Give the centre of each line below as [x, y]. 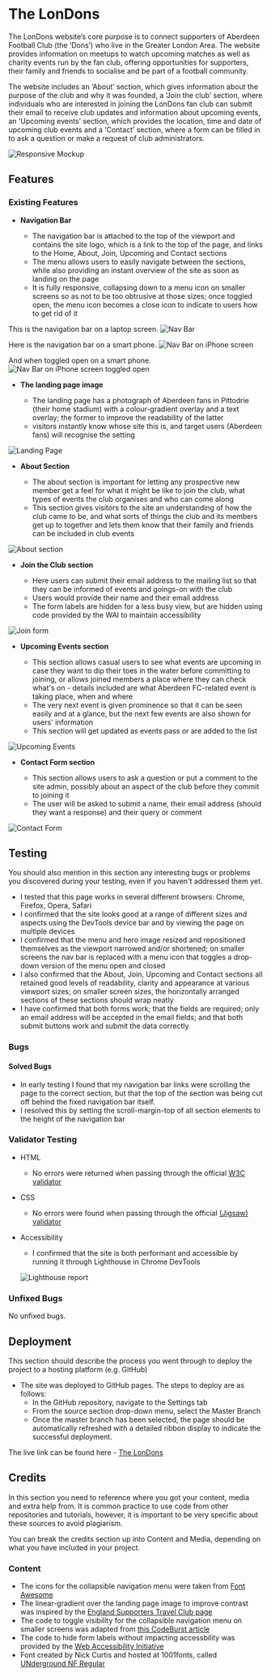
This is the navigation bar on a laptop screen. [84, 329]
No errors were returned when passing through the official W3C [138, 1173]
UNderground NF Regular [62, 1664]
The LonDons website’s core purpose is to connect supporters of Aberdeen [134, 36]
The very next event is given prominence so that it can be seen [137, 704]
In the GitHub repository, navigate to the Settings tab [120, 1402]
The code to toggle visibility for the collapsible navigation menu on [131, 1621]
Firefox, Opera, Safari [56, 906]
